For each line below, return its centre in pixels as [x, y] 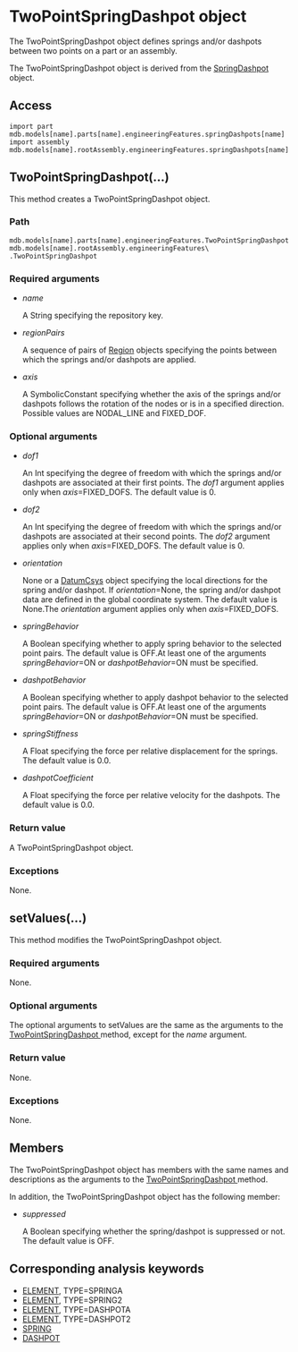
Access [30, 106]
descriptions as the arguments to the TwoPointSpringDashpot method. [139, 1179]
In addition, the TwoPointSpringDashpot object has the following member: [145, 1196]
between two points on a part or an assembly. [94, 50]
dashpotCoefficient [58, 778]
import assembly [39, 142]
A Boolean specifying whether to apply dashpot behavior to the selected [155, 697]
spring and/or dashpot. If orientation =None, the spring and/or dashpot [151, 590]
